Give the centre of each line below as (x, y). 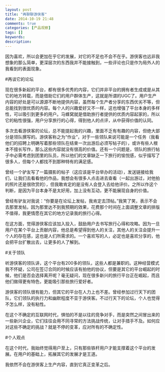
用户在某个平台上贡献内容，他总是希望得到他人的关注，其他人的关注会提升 (80, 230)
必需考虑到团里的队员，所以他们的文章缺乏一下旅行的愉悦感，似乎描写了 (87, 155)
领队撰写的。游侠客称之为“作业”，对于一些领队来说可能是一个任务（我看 (86, 137)
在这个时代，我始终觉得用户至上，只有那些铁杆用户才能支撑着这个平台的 (78, 348)
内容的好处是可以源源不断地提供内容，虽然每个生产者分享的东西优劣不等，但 (82, 102)
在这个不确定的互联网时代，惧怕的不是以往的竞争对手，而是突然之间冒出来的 (82, 314)
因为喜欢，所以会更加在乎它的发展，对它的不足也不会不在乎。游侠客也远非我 (82, 56)
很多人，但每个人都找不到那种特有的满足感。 (50, 161)
